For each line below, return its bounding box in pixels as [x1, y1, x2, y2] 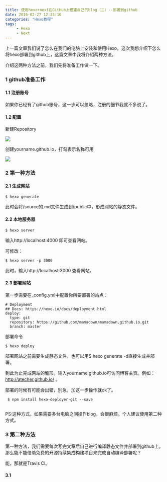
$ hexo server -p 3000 [5, 258, 53, 263]
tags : [5, 21, 17, 27]
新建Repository [5, 126, 37, 132]
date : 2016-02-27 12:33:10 [5, 12, 62, 17]
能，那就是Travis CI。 [5, 460, 50, 466]
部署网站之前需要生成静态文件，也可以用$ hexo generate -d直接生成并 [5, 353, 150, 359]
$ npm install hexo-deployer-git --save [7, 397, 93, 402]
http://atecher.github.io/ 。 [5, 376, 60, 382]
